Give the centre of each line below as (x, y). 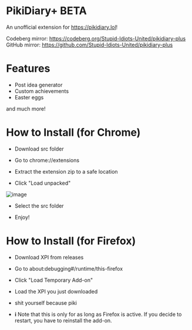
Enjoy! (22, 217)
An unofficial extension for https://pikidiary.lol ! (62, 27)
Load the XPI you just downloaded (56, 291)
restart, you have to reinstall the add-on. (63, 320)
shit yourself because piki (46, 303)
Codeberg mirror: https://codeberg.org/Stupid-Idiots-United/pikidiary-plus (96, 38)
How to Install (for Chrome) (73, 133)
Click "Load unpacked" (43, 183)
